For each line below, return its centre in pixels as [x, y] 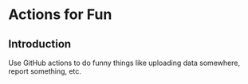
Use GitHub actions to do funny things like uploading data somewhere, [124, 63]
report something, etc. [45, 71]
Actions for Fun [60, 15]
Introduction [40, 44]
